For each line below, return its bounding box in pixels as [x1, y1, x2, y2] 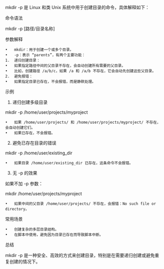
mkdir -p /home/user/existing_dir [5, 150, 73, 156]
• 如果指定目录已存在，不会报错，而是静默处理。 [5, 79, 96, 84]
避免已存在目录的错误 [12, 140, 56, 146]
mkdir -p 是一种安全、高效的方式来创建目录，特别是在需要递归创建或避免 [5, 252, 155, 258]
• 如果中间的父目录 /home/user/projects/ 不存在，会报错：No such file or [5, 201, 156, 206]
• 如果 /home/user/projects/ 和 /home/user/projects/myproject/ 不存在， [5, 120, 161, 125]
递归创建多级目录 [12, 99, 48, 105]
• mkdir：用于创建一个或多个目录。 [5, 47, 74, 52]
